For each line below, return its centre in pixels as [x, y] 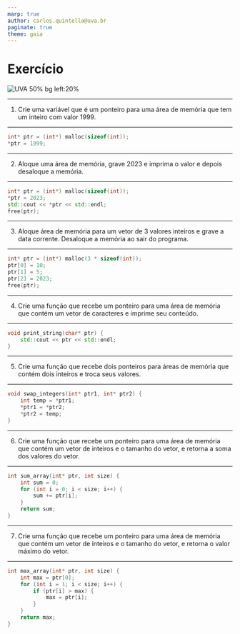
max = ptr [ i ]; [66, 598]
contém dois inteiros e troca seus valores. [79, 374]
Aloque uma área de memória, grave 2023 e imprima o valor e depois [120, 163]
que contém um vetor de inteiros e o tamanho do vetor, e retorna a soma [124, 448]
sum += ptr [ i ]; [56, 496]
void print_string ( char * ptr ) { [55, 333]
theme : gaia [25, 34]
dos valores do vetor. [49, 456]
